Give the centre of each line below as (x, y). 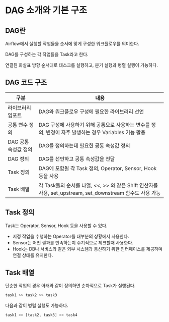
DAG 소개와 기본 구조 (46, 10)
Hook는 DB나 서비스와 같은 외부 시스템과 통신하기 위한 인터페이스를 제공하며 (87, 249)
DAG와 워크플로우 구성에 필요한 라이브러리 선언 (91, 112)
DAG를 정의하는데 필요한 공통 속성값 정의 (84, 145)
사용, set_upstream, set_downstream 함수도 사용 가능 (100, 193)
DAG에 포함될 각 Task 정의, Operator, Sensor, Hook (98, 168)
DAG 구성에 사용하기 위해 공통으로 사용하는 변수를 (94, 125)
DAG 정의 (18, 158)
